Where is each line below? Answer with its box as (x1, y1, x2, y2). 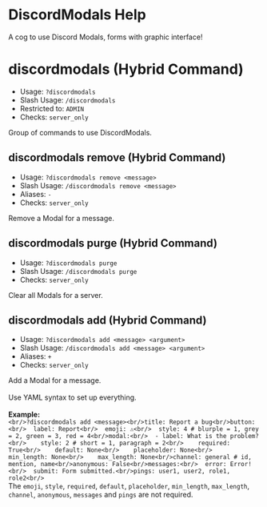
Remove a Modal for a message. (8, 213, 114, 223)
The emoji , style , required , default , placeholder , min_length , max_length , (8, 481, 250, 491)
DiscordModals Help (8, 6, 146, 24)
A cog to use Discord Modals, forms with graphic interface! (8, 32, 203, 42)
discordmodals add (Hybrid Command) (8, 313, 207, 327)
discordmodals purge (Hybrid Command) (8, 236, 218, 250)
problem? (229, 433, 260, 441)
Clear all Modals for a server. (8, 290, 104, 300)
